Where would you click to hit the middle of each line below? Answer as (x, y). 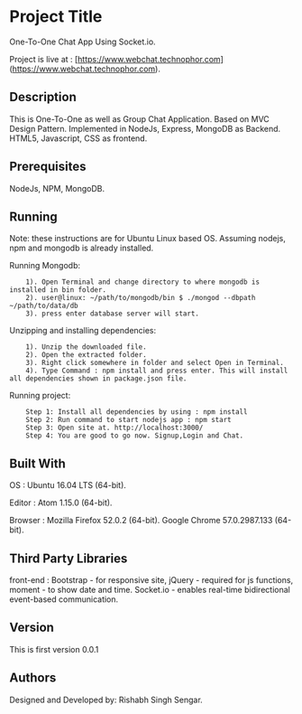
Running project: (40, 396)
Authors (33, 678)
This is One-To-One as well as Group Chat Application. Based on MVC (140, 118)
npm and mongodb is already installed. (82, 248)
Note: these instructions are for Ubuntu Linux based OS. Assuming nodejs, (147, 239)
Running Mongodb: (45, 266)
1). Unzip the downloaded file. (86, 347)
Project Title (56, 17)
